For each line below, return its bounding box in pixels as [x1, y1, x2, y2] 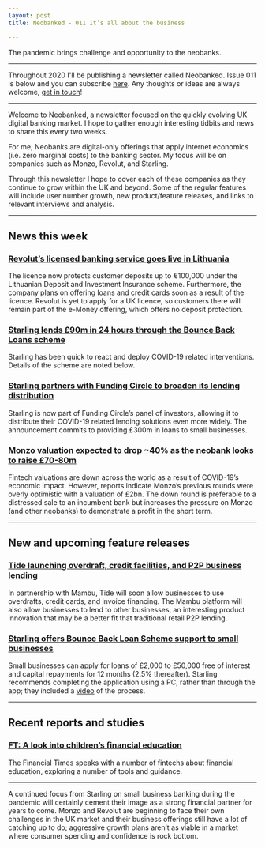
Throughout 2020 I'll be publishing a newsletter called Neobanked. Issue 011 [8, 70, 256, 80]
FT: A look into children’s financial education [8, 740, 183, 751]
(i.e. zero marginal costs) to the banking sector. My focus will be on [8, 150, 227, 160]
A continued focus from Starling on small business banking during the [8, 789, 235, 798]
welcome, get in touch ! [8, 87, 83, 96]
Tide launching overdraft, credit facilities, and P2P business [8, 560, 242, 571]
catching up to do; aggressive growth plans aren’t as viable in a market [8, 823, 239, 832]
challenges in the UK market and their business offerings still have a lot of [8, 814, 248, 824]
